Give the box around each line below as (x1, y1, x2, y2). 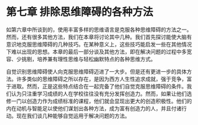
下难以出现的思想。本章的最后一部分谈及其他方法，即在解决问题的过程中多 (6, 48, 187, 55)
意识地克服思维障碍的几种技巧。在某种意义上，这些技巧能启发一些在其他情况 (6, 41, 192, 48)
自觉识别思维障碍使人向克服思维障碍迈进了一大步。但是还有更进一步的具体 (6, 68, 187, 75)
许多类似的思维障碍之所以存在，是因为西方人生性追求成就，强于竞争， (16, 75, 187, 83)
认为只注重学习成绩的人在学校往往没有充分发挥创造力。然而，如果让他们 (11, 90, 187, 97)
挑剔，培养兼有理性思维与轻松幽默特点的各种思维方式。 (21, 55, 156, 63)
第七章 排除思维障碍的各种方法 (6, 5, 153, 19)
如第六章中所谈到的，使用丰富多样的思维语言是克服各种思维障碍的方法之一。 (6, 26, 192, 33)
